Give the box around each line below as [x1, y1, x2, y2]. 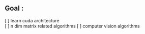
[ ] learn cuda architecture [5, 17, 60, 23]
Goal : [5, 4, 24, 13]
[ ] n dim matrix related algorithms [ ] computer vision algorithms [5, 23, 140, 29]
